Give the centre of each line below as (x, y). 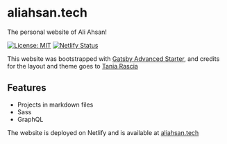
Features (27, 88)
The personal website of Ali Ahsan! (57, 32)
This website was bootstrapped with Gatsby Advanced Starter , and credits (113, 58)
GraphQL (30, 119)
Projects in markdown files (55, 105)
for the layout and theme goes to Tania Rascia (73, 66)
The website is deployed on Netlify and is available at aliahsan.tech (103, 132)
